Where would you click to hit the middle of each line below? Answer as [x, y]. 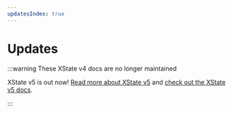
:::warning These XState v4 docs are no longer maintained [92, 69]
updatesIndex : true [36, 14]
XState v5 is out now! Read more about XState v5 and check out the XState [116, 82]
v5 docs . [20, 90]
